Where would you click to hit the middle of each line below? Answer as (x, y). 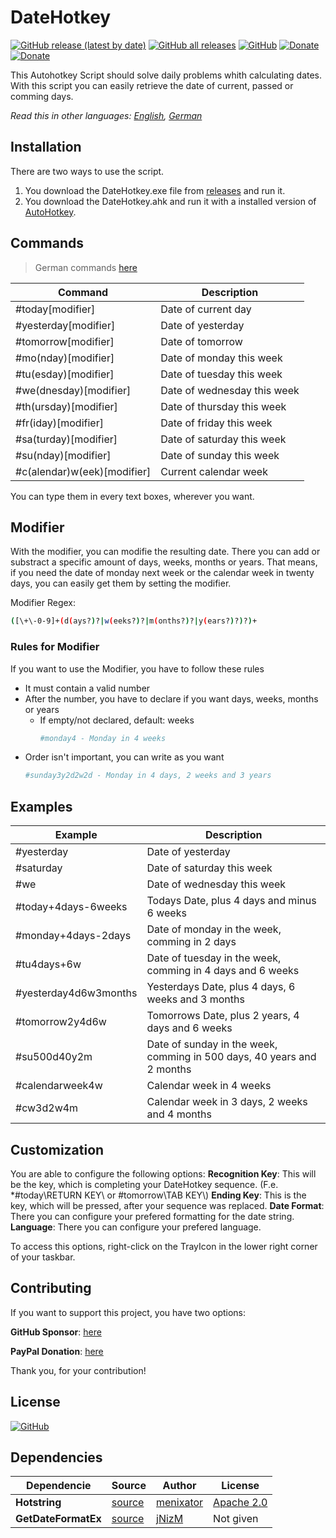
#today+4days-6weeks (71, 907)
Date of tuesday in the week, (214, 958)
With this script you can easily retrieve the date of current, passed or (152, 85)
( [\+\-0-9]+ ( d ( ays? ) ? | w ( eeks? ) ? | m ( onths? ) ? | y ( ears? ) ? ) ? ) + (134, 621)
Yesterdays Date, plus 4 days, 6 (221, 987)
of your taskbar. (43, 1257)
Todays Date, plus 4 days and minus (231, 901)
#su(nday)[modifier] (63, 455)
